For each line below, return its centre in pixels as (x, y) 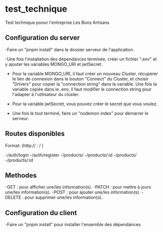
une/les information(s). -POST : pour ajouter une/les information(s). (73, 192)
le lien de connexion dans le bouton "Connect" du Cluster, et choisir (80, 78)
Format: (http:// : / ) (24, 145)
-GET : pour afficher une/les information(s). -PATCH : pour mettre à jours (78, 187)
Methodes (21, 175)
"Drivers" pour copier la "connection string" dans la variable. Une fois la (84, 84)
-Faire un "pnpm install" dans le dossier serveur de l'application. (70, 49)
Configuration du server (42, 38)
